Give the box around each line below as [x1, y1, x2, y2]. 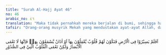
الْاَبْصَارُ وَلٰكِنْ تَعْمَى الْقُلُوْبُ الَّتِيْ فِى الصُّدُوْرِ [5, 44, 82, 50]
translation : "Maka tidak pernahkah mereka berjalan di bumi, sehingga [5, 20, 156, 26]
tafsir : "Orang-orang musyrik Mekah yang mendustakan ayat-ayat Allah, [5, 25, 156, 30]
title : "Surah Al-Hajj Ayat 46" [5, 7, 72, 12]
